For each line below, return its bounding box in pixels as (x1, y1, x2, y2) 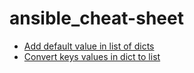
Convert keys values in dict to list (23, 50, 161, 62)
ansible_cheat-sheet (9, 7, 184, 30)
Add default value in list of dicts (23, 40, 155, 52)
